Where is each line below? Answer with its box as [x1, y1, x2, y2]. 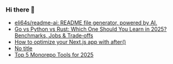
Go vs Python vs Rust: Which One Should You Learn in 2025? [14, 25, 167, 33]
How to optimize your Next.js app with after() [14, 39, 127, 46]
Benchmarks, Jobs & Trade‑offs [14, 32, 93, 39]
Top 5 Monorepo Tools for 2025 [14, 51, 94, 59]
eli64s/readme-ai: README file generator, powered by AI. [14, 19, 157, 27]
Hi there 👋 [5, 5, 36, 14]
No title [14, 45, 33, 52]
